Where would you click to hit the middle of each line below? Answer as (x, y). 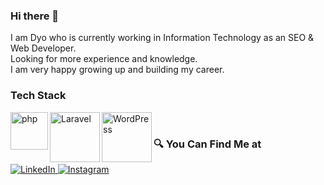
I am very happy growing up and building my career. (117, 70)
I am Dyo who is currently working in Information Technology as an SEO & (162, 38)
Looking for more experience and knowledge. (104, 59)
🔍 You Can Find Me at (207, 144)
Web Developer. (43, 48)
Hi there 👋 (35, 16)
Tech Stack (38, 96)
